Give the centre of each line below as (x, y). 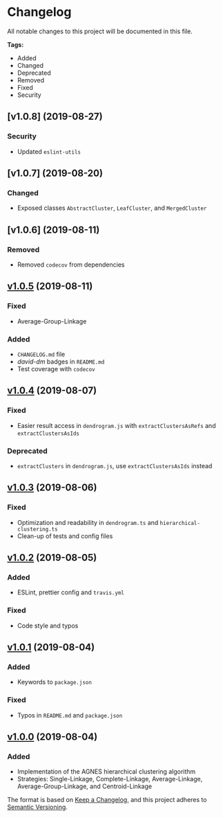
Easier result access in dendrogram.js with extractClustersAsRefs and (116, 425)
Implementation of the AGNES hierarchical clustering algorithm (106, 772)
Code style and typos (48, 625)
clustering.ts (37, 529)
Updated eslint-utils (49, 151)
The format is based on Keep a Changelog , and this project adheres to (107, 800)
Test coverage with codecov (56, 368)
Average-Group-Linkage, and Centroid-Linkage (85, 786)
